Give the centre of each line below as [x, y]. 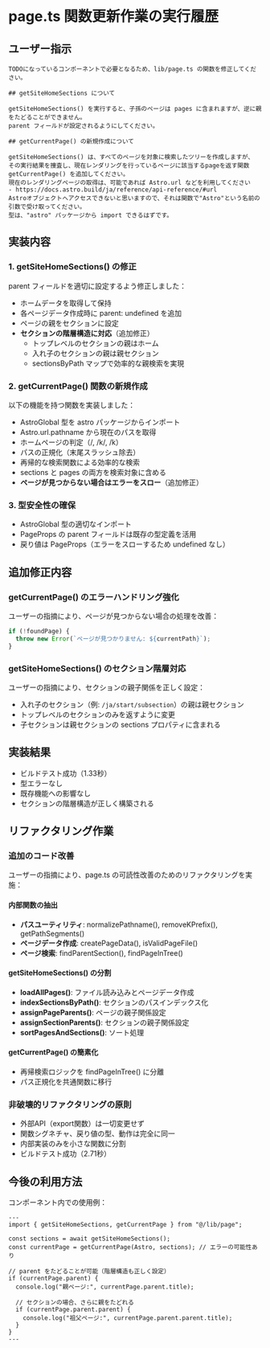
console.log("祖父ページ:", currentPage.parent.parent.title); [128, 1318]
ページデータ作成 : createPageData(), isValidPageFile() [109, 943]
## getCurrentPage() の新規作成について [71, 141]
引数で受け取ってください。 [47, 207]
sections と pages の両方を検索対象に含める [93, 472]
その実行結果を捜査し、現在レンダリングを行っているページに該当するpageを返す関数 [129, 166]
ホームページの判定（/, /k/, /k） [71, 442]
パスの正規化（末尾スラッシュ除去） [80, 452]
